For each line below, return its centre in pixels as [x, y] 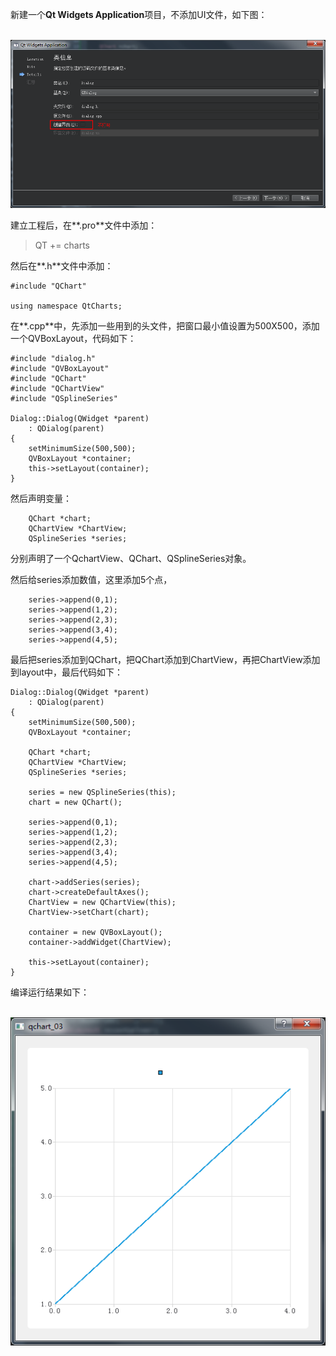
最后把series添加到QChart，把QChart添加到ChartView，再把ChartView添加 [165, 659]
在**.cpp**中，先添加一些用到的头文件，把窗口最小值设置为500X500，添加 [165, 325]
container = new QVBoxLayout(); [95, 932]
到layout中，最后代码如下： [66, 672]
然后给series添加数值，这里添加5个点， [91, 579]
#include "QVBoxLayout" [60, 368]
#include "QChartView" [57, 388]
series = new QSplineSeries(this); [102, 792]
